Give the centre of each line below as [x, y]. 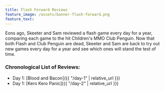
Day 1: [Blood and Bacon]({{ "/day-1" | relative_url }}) [66, 78]
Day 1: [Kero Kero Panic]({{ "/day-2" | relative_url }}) [65, 83]
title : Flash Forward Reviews [37, 10]
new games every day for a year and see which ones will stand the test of [81, 49]
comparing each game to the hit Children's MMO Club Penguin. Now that [80, 38]
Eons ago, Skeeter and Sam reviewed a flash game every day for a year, [79, 33]
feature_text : [20, 19]
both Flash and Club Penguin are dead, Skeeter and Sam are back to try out [82, 44]
